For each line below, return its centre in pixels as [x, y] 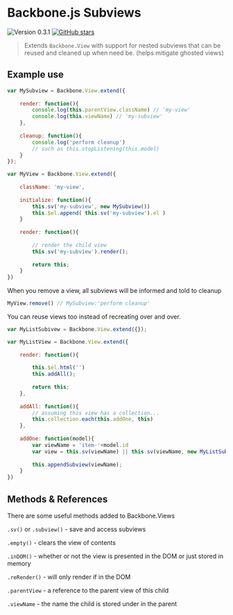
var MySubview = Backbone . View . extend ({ [67, 91]
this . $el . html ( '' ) [59, 368]
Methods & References [58, 499]
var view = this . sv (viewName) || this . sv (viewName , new [114, 452]
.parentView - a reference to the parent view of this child [88, 590]
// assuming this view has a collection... [96, 413]
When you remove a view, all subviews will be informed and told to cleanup [114, 291]
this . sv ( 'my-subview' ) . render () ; [80, 251]
